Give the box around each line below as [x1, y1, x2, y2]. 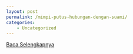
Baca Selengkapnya [6, 41, 55, 48]
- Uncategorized [16, 25, 57, 31]
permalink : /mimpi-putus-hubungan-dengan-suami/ [6, 14, 128, 20]
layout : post [6, 8, 38, 15]
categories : [6, 19, 35, 25]
